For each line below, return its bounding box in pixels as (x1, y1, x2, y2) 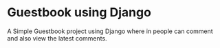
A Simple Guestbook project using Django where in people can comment (7, 27, 213, 35)
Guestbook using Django (7, 5, 151, 20)
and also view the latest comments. (7, 34, 108, 42)
